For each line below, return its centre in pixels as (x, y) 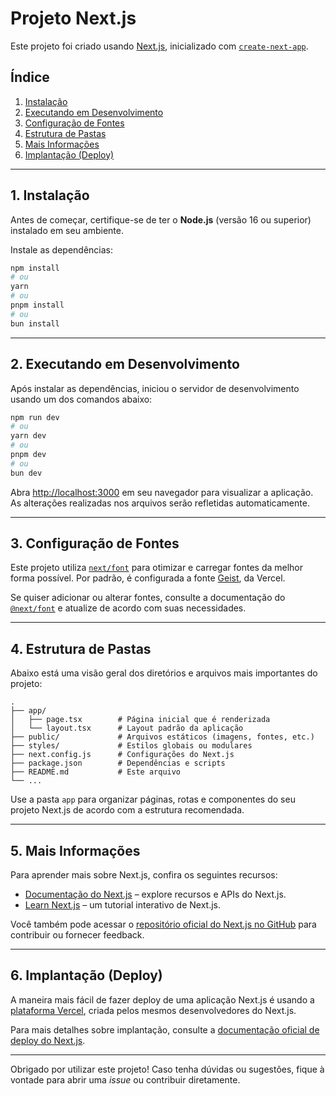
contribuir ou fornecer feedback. (77, 935)
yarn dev (28, 436)
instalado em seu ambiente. (67, 230)
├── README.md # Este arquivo (96, 772)
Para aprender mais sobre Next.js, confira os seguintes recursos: (144, 875)
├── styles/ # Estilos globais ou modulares (131, 746)
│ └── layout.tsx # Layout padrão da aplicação (127, 728)
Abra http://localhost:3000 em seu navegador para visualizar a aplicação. (162, 492)
